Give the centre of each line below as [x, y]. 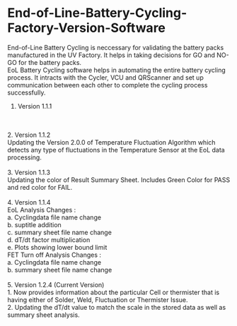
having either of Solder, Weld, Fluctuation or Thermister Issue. [98, 300]
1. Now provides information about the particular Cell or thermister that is [114, 292]
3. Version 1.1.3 [29, 172]
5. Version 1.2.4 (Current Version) [56, 284]
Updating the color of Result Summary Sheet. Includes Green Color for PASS [119, 180]
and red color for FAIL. [40, 187]
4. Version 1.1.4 [29, 202]
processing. [25, 157]
